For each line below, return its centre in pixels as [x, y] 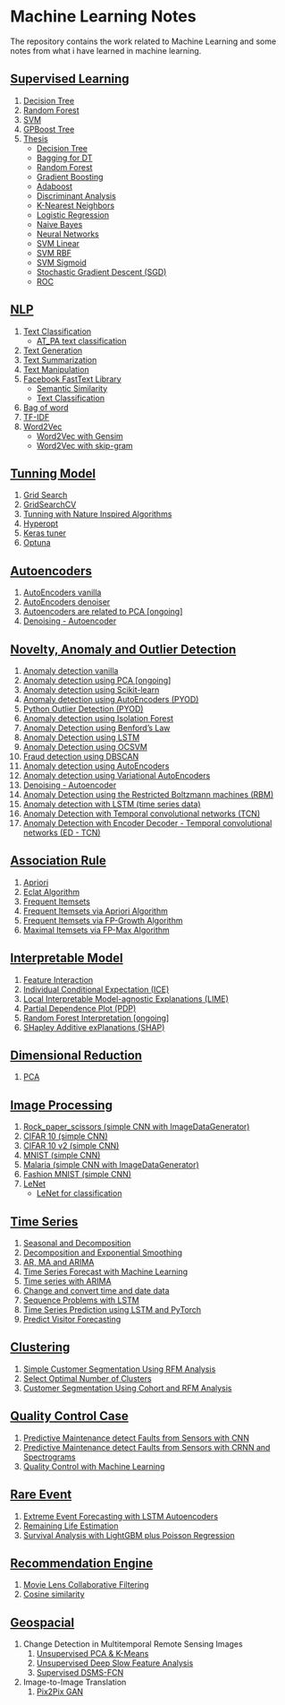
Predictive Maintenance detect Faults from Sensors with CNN [136, 1438]
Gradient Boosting [70, 177]
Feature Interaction [58, 979]
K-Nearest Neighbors [75, 205]
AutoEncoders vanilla [62, 592]
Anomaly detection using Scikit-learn [91, 690]
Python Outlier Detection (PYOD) [83, 709]
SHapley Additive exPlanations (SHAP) [94, 1027]
